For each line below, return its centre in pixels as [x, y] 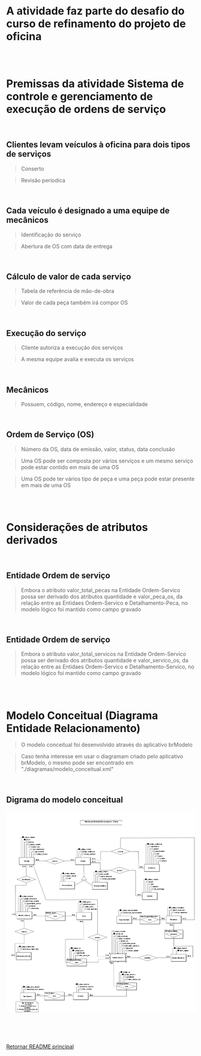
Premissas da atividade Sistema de [95, 84]
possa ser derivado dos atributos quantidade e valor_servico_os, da [105, 661]
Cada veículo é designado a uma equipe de [88, 211]
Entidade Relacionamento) [73, 728]
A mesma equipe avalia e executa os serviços [77, 359]
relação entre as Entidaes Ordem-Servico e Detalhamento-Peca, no [104, 603]
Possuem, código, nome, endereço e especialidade [84, 404]
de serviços [29, 154]
